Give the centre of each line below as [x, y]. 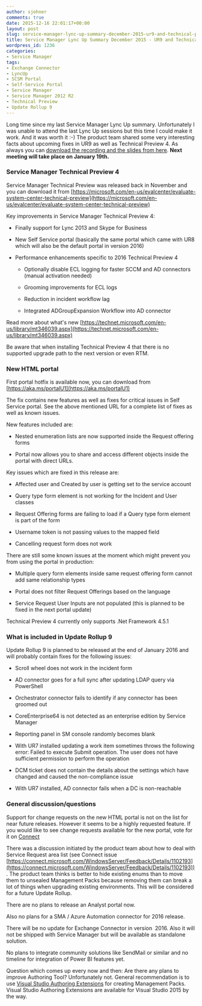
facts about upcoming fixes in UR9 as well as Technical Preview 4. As [92, 144]
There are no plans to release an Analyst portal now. [71, 905]
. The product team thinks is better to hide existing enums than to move [95, 874]
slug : [13, 34]
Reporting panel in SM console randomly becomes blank [85, 734]
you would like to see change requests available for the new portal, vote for [99, 830]
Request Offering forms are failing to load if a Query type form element [103, 514]
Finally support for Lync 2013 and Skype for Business [81, 227]
